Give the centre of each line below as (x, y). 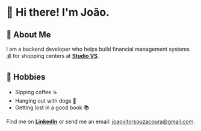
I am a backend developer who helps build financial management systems (98, 49)
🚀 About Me (29, 35)
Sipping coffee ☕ (36, 92)
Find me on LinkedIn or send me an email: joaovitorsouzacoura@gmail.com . (101, 121)
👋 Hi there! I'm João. (58, 12)
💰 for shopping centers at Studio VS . (53, 56)
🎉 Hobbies (26, 77)
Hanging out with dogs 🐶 (46, 101)
